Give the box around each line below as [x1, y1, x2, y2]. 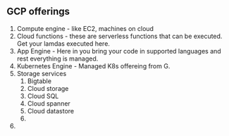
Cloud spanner [27, 99, 71, 108]
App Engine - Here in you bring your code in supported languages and [16, 47, 221, 55]
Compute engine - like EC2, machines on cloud [16, 24, 154, 32]
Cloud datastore [27, 106, 75, 115]
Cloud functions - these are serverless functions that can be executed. [16, 32, 223, 40]
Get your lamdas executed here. [16, 39, 111, 48]
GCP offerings [6, 6, 70, 18]
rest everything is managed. [16, 54, 99, 63]
